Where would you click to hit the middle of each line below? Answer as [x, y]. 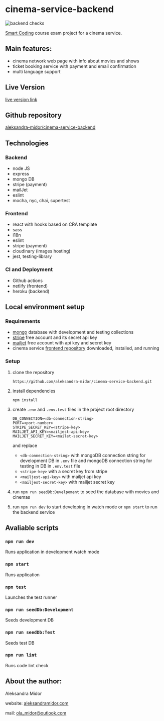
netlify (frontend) [30, 286]
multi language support [37, 71]
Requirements [23, 321]
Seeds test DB [20, 643]
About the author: [34, 682]
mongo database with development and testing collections [73, 332]
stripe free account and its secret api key [55, 337]
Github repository [33, 115]
